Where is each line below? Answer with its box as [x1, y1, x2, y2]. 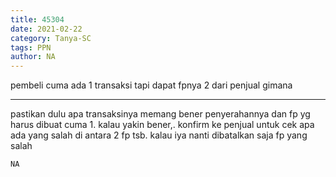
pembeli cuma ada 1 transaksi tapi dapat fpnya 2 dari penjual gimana [10, 79, 293, 91]
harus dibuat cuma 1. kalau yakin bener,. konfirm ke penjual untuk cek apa [10, 119, 315, 131]
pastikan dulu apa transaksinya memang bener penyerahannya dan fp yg [10, 108, 311, 120]
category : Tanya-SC [10, 33, 92, 43]
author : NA [10, 52, 56, 62]
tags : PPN [10, 42, 52, 53]
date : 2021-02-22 [10, 24, 83, 34]
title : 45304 [10, 14, 65, 25]
